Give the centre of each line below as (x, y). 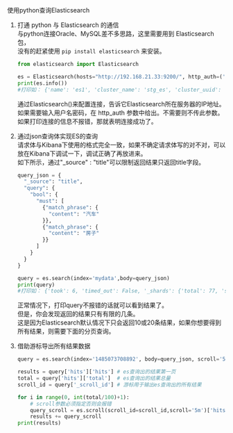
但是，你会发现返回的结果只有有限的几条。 (78, 314)
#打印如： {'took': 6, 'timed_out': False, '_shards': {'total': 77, (118, 291)
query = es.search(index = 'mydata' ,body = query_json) (93, 278)
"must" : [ (50, 201)
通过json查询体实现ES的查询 (58, 136)
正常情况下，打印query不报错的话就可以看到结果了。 (93, 305)
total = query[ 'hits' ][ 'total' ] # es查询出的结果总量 (94, 378)
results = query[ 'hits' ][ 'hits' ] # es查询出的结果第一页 (96, 372)
